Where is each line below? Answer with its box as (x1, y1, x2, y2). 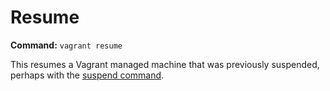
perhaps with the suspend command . (10, 69, 165, 81)
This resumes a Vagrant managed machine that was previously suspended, (10, 58, 320, 70)
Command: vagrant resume (10, 39, 123, 51)
